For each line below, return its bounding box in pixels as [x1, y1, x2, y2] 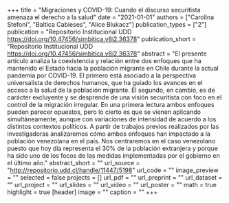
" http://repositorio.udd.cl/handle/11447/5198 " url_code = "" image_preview [7, 166, 219, 174]
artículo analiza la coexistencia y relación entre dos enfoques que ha [7, 57, 201, 64]
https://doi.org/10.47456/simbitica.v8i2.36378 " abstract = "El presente [7, 49, 208, 58]
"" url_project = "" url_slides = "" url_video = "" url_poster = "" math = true [7, 181, 217, 189]
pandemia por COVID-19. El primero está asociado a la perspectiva [7, 71, 197, 80]
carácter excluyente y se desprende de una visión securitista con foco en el [7, 93, 222, 101]
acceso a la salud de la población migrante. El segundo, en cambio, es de [7, 86, 215, 94]
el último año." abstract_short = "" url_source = [7, 159, 140, 167]
